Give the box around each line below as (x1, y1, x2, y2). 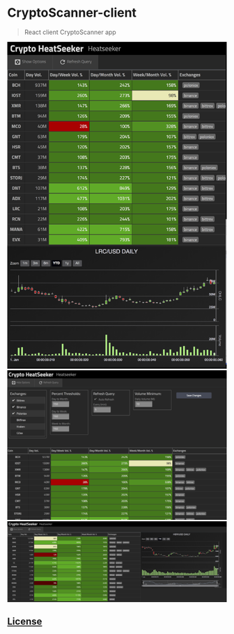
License (7, 616, 42, 628)
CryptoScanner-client (7, 5, 137, 21)
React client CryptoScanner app (24, 28, 116, 36)
